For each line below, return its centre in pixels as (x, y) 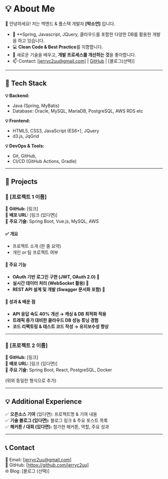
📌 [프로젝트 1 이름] (26, 197)
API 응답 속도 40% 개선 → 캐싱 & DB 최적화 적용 (59, 314)
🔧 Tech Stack (26, 83)
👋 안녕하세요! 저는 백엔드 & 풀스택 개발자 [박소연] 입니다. (60, 24)
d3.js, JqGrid (25, 136)
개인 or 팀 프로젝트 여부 (35, 252)
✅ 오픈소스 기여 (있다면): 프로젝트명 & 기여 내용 (51, 414)
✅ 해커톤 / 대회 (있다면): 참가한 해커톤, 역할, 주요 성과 (57, 427)
